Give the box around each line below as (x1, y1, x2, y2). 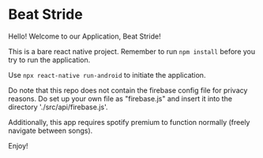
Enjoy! (8, 141, 29, 150)
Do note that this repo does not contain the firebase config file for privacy (8, 85, 248, 95)
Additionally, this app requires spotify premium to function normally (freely (8, 117, 250, 127)
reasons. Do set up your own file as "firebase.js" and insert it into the (8, 94, 233, 103)
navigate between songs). (8, 126, 93, 135)
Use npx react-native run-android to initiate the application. (8, 70, 206, 79)
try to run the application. (8, 55, 91, 64)
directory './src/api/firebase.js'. (8, 102, 108, 112)
